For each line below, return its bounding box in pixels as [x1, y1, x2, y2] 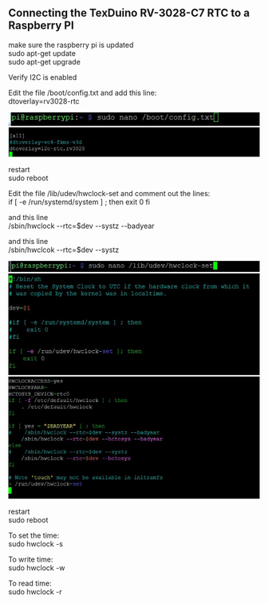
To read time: [8, 578, 52, 588]
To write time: [8, 554, 53, 564]
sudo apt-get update [8, 48, 76, 58]
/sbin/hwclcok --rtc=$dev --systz [8, 245, 120, 254]
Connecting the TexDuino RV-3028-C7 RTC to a [8, 6, 250, 20]
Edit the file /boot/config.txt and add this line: [8, 88, 157, 97]
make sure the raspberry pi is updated [8, 40, 134, 49]
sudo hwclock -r [8, 586, 62, 597]
